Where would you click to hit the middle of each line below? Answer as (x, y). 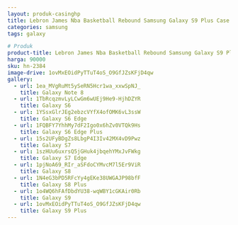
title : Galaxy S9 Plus (53, 211)
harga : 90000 (27, 60)
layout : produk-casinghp (44, 14)
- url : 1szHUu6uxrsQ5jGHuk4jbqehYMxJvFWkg (77, 152)
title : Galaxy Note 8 (52, 93)
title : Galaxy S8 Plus (53, 185)
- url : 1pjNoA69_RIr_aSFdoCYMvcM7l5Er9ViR (77, 165)
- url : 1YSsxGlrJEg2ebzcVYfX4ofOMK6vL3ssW (77, 112)
